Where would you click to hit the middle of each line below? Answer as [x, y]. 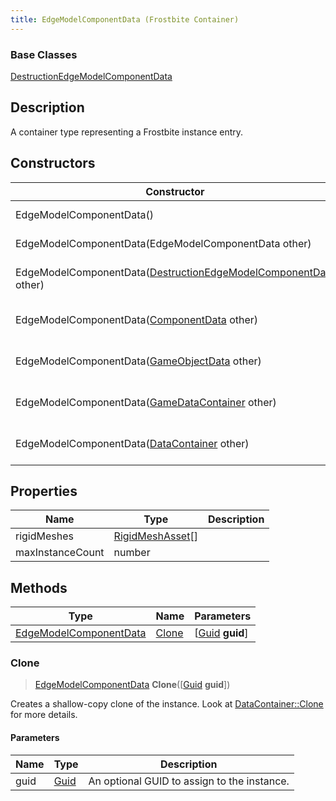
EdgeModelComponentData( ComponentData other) [137, 319]
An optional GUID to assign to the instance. [189, 781]
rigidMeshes [44, 536]
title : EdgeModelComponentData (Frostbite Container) [125, 19]
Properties [44, 491]
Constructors [53, 163]
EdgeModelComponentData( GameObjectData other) [138, 361]
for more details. [44, 715]
